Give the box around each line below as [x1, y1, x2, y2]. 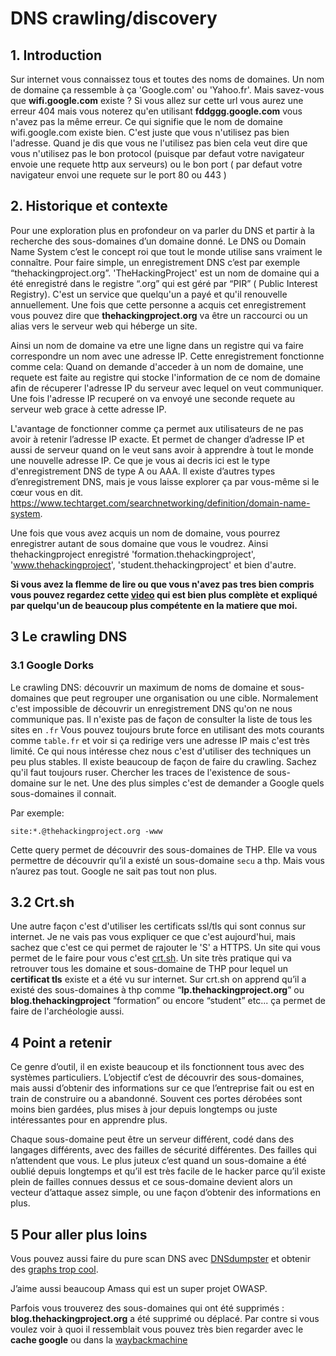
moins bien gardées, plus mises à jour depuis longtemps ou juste [10, 1103, 278, 1116]
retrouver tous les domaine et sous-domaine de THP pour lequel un [10, 963, 288, 975]
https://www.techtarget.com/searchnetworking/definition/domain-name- [10, 497, 311, 509]
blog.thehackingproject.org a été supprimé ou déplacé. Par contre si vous [10, 1312, 320, 1324]
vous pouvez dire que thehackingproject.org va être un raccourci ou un [10, 309, 308, 321]
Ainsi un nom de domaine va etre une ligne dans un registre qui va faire [10, 339, 304, 351]
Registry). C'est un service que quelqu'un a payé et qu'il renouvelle [10, 288, 288, 300]
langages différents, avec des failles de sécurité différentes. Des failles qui [10, 1144, 317, 1156]
